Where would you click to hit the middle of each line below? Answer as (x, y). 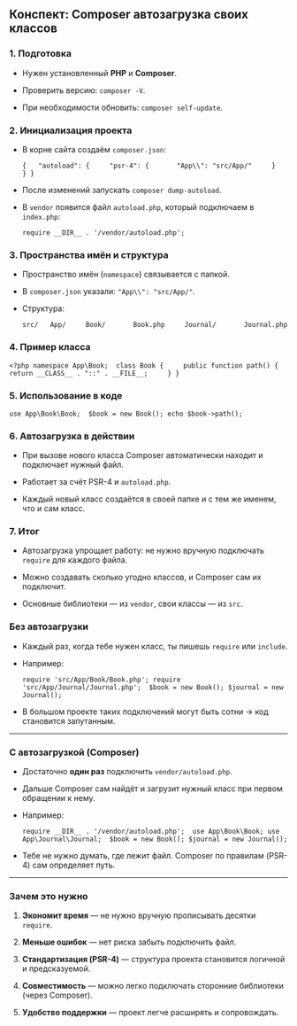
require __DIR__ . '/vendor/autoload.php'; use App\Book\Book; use (151, 832)
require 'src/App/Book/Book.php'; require (101, 680)
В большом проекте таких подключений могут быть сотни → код (145, 711)
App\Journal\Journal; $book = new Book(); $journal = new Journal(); (155, 839)
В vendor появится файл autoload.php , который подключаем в (138, 206)
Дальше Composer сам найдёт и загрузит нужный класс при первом (152, 789)
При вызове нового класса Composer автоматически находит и (142, 455)
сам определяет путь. (74, 865)
